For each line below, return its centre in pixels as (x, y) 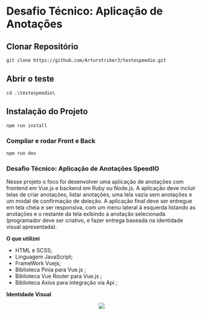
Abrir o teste (30, 79)
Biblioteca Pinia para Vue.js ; (50, 270)
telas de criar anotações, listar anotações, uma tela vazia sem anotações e (99, 195)
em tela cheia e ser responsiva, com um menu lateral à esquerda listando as (101, 208)
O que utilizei (23, 239)
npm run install (27, 126)
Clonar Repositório (42, 46)
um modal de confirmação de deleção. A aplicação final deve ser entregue (99, 201)
